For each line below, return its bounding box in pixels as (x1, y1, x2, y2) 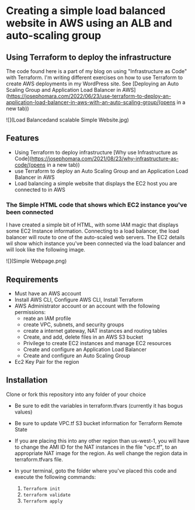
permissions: (14, 308, 46, 315)
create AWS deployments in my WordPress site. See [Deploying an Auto (6, 80, 179, 87)
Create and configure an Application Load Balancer (23, 346, 147, 353)
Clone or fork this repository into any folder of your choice (6, 391, 146, 398)
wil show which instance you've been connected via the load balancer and (6, 240, 186, 247)
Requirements (6, 274, 58, 284)
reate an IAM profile (23, 315, 71, 322)
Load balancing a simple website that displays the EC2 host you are (14, 180, 177, 187)
